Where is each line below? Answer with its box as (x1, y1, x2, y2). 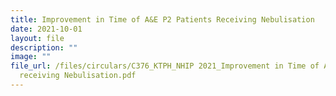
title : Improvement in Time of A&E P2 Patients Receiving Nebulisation (10, 14, 315, 25)
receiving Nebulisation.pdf (19, 71, 137, 81)
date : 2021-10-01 (10, 24, 83, 34)
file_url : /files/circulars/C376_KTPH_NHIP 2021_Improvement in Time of (10, 61, 320, 71)
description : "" (10, 42, 78, 53)
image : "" (10, 52, 52, 62)
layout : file (10, 33, 65, 43)
